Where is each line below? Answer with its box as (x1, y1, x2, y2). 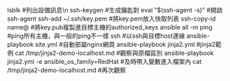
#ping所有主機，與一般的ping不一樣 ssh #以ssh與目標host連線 (7, 32, 186, 40)
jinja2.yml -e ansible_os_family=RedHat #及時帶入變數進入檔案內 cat (7, 58, 202, 65)
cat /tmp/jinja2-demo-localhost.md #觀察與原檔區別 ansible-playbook (15, 49, 214, 57)
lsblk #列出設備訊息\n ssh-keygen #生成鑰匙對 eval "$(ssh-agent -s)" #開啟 (7, 6, 223, 14)
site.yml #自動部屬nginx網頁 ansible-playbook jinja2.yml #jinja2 (35, 40, 216, 48)
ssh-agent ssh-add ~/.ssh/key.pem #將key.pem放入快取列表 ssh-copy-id (7, 14, 216, 23)
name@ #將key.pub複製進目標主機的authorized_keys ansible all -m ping (7, 23, 213, 31)
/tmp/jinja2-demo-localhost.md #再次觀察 (7, 66, 127, 74)
